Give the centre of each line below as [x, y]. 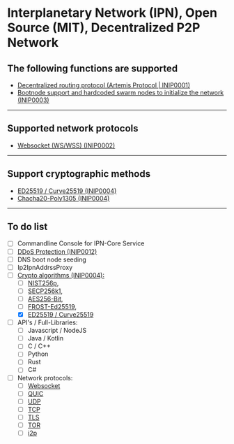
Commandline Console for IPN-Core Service [81, 243]
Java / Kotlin [46, 338]
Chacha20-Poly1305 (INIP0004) [63, 198]
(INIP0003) [33, 100]
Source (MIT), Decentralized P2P [104, 28]
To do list [28, 227]
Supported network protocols [73, 128]
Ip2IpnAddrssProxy [45, 267]
